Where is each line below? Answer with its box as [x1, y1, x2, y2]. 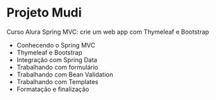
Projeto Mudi [6, 5, 82, 21]
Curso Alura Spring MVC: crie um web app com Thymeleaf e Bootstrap [6, 28, 210, 36]
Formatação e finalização [16, 85, 90, 93]
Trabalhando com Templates [16, 77, 99, 86]
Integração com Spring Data [16, 55, 98, 63]
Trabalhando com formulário [16, 63, 99, 71]
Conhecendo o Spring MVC [16, 41, 96, 49]
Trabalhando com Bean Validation [16, 70, 114, 79]
